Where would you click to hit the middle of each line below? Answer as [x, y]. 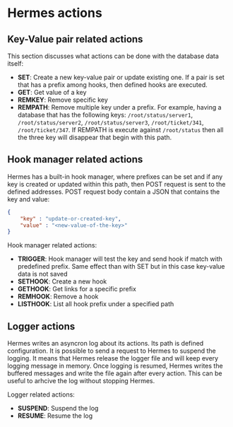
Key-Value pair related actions [75, 39]
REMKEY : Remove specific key [62, 100]
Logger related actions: [41, 394]
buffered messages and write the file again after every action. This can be [115, 373]
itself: [15, 64]
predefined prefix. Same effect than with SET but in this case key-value [121, 267]
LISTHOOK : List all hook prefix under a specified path [96, 304]
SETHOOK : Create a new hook [62, 281]
